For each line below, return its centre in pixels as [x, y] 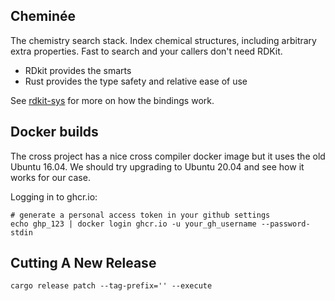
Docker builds [54, 132]
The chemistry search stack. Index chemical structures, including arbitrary [163, 40]
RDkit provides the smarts [78, 70]
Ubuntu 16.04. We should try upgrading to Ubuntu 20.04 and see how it [157, 166]
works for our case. [50, 177]
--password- [285, 224]
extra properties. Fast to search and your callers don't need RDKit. [146, 51]
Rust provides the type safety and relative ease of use [136, 81]
